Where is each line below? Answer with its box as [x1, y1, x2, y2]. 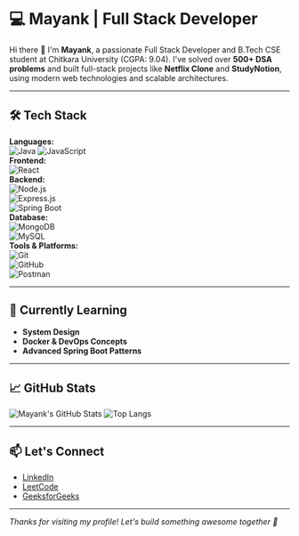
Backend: [9, 174, 45, 184]
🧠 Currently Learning [9, 303, 127, 318]
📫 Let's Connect [9, 443, 105, 459]
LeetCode [21, 482, 59, 492]
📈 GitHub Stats [9, 380, 96, 395]
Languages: [9, 136, 55, 147]
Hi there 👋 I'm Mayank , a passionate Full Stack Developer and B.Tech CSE [9, 44, 281, 55]
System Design [21, 326, 80, 337]
